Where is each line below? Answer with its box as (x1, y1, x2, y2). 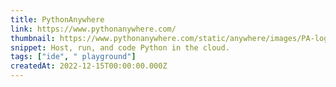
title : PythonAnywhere (10, 14, 105, 25)
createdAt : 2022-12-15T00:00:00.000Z (10, 61, 168, 71)
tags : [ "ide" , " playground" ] (10, 52, 137, 62)
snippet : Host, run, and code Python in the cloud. (10, 42, 230, 53)
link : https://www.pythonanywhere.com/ (10, 24, 177, 34)
